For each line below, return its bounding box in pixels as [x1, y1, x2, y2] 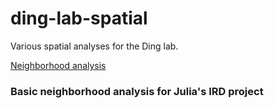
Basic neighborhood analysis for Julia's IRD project [10, 84, 264, 98]
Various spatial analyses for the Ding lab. [10, 40, 179, 52]
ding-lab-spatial [10, 7, 148, 30]
